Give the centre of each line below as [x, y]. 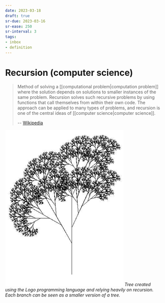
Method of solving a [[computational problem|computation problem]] [88, 86]
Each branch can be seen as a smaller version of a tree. [63, 295]
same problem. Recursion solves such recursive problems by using [86, 97]
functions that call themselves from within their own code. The [81, 102]
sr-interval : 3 [21, 32]
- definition [19, 47]
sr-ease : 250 [19, 26]
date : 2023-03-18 [23, 10]
